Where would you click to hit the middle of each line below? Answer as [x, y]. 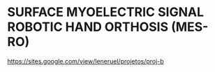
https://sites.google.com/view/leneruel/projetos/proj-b [86, 61]
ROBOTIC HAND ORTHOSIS [88, 27]
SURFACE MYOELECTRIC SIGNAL [106, 12]
